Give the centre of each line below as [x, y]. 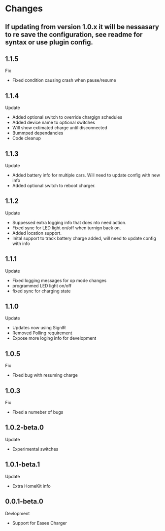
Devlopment [17, 513]
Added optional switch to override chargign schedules [67, 117]
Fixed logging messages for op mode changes [59, 280]
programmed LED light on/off [42, 285]
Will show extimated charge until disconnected [60, 128]
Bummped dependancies [38, 133]
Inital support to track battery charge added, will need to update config [84, 238]
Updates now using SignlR [39, 328]
